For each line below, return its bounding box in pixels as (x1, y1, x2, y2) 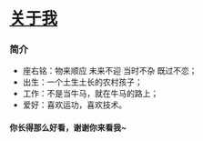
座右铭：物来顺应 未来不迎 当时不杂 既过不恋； (22, 65, 198, 76)
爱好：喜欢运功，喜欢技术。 (22, 99, 127, 110)
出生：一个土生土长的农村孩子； (22, 76, 143, 87)
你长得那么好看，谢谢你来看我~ (9, 122, 127, 133)
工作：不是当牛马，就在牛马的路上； (22, 88, 159, 99)
